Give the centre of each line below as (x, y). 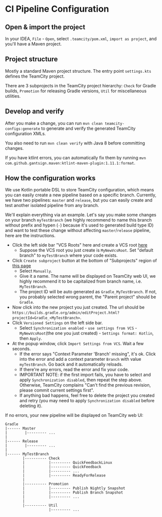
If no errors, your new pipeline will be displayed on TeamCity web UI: (74, 415)
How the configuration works (51, 178)
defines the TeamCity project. (35, 76)
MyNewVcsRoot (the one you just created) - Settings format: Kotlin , (86, 333)
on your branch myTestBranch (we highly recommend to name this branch (79, 220)
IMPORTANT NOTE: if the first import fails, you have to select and (85, 375)
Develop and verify (35, 112)
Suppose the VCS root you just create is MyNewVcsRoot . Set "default (86, 250)
